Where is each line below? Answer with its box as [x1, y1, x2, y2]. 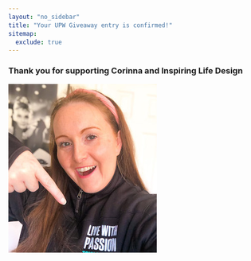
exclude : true [15, 38, 62, 46]
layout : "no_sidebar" [8, 13, 80, 21]
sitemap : [8, 29, 37, 37]
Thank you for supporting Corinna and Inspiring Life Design [8, 65, 243, 76]
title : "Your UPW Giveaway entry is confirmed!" [8, 21, 173, 29]
